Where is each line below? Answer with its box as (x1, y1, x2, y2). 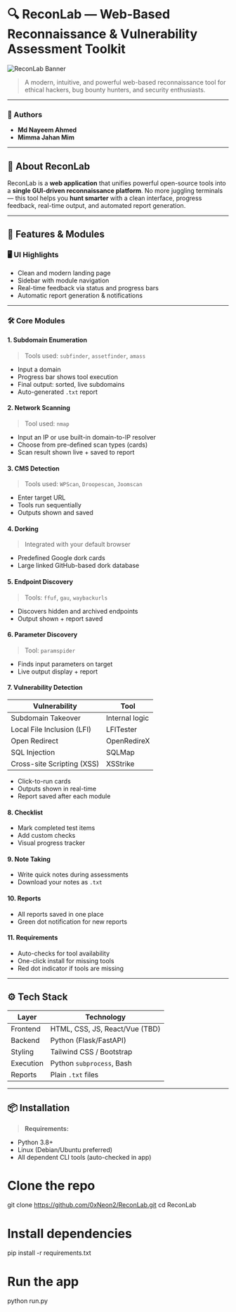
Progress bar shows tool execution (17, 372, 118, 381)
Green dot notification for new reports (17, 917, 128, 926)
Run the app (7, 1273, 79, 1289)
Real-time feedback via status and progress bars (17, 283, 159, 292)
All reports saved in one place (17, 910, 104, 918)
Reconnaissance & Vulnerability (7, 26, 198, 42)
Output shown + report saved (17, 614, 103, 623)
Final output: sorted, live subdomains (17, 380, 125, 388)
